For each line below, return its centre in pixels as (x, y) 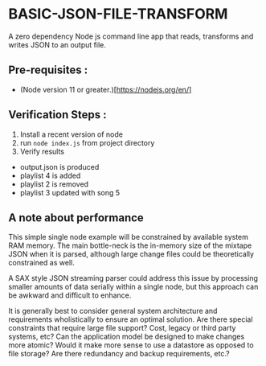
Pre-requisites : (48, 70)
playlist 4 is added (50, 175)
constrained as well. (41, 263)
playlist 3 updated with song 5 (70, 192)
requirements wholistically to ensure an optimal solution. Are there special (131, 319)
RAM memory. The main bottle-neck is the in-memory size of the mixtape (130, 245)
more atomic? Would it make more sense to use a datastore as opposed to (131, 345)
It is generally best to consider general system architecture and (113, 311)
